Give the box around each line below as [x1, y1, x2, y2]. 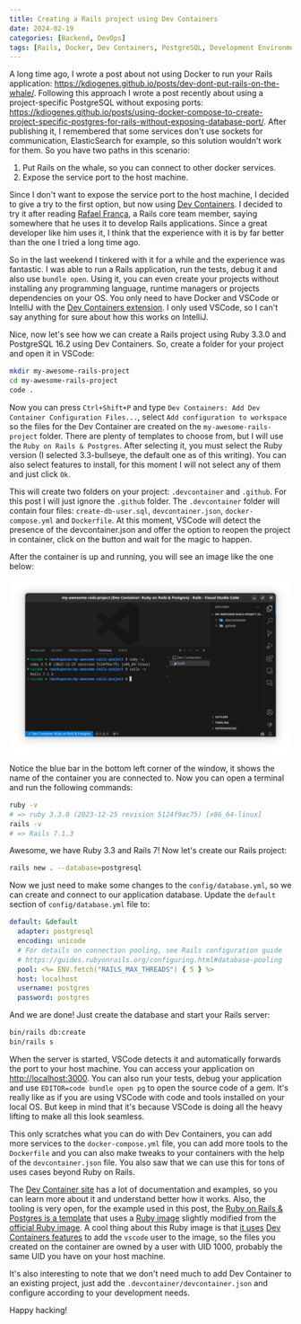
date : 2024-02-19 [9, 23, 74, 33]
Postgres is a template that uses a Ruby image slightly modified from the [9, 1213, 277, 1223]
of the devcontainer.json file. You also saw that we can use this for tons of [9, 1157, 285, 1168]
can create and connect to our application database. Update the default [9, 889, 276, 900]
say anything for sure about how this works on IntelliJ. [9, 312, 209, 322]
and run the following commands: [9, 781, 133, 792]
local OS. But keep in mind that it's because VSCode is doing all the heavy [9, 1101, 283, 1112]
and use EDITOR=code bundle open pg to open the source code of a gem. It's [9, 1082, 289, 1093]
